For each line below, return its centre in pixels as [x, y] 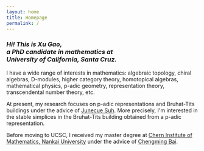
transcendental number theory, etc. [51, 92]
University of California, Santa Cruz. [62, 59]
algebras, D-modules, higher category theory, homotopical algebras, [92, 79]
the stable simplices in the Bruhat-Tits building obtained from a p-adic [94, 116]
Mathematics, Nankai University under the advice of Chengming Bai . [92, 141]
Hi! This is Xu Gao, [34, 44]
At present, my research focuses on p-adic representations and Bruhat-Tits [100, 104]
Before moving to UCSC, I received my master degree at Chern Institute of [100, 135]
